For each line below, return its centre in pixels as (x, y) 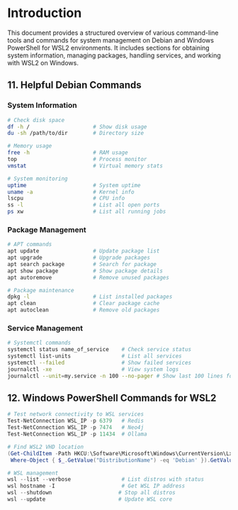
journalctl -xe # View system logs (93, 369)
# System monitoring (38, 179)
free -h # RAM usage (68, 153)
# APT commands (30, 245)
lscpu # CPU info (66, 199)
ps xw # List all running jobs (87, 212)
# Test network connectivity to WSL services (75, 414)
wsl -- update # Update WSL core (90, 499)
